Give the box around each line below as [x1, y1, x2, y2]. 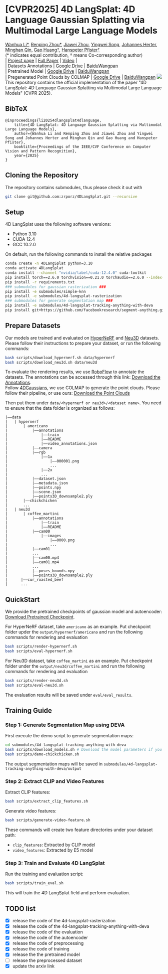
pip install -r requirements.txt [5, 279, 75, 284]
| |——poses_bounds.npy [5, 568, 75, 574]
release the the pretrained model [12, 951, 80, 957]
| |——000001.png [5, 459, 79, 464]
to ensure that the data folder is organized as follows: [5, 405, 115, 411]
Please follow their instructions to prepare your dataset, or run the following [5, 340, 161, 346]
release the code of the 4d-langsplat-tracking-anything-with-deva [12, 923, 149, 929]
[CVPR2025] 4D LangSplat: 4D [5, 4, 135, 15]
